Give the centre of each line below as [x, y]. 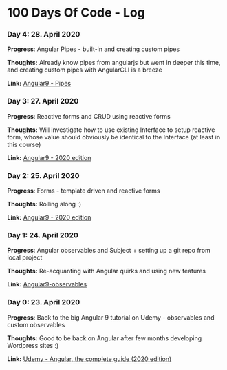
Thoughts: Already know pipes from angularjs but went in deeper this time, [114, 63]
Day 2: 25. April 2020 [44, 175]
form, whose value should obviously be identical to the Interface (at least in [114, 137]
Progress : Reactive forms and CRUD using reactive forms [89, 116]
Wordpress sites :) [33, 345]
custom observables [36, 324]
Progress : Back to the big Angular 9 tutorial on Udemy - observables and [111, 317]
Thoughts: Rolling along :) [44, 204]
